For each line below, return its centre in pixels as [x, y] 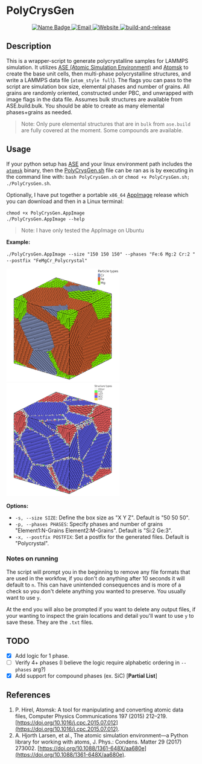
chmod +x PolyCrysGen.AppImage [46, 213]
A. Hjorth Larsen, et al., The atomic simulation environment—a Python [102, 735]
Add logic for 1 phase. [42, 655]
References [28, 695]
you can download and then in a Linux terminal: [65, 201]
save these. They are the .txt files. [50, 622]
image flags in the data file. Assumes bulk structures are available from [94, 99]
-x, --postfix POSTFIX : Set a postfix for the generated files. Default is [102, 537]
